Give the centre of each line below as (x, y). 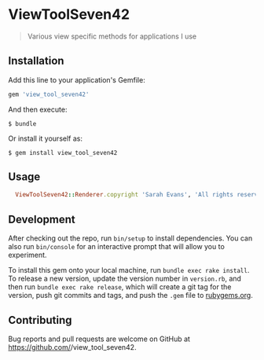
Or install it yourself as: (45, 138)
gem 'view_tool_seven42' (49, 94)
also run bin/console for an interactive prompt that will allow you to (117, 247)
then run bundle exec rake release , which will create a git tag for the (120, 287)
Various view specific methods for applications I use (112, 36)
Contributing (40, 320)
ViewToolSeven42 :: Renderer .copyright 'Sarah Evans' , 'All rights (125, 195)
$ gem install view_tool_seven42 (63, 152)
